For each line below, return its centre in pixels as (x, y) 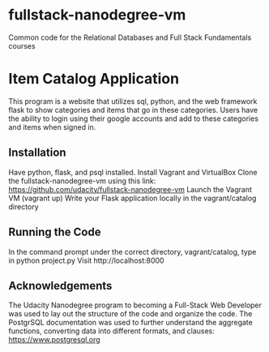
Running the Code (55, 232)
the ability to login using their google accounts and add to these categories (134, 118)
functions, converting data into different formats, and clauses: (111, 331)
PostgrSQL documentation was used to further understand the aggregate (130, 323)
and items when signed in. (52, 127)
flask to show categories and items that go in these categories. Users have (133, 109)
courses (22, 45)
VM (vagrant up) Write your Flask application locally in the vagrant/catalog (132, 198)
